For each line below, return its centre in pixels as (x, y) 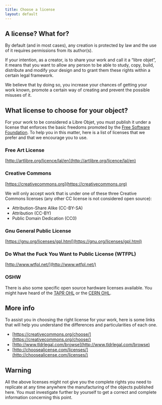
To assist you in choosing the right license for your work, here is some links (80, 320)
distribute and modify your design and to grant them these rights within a (78, 70)
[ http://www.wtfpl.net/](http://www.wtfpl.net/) (51, 265)
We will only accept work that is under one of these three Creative (71, 193)
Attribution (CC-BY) (32, 213)
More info (20, 308)
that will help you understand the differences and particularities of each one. (81, 325)
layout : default (21, 14)
